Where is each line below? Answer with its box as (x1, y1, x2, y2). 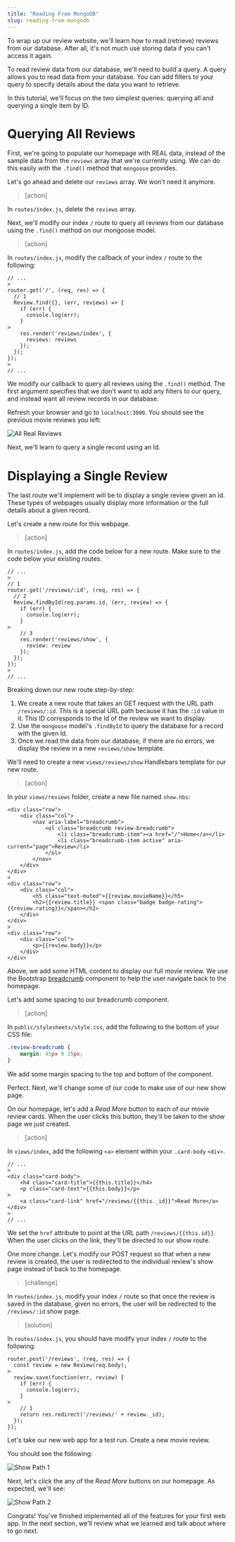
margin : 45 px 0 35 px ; (20, 1050, 83, 1058)
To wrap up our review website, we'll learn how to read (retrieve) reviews (7, 36, 219, 44)
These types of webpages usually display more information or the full (7, 499, 209, 507)
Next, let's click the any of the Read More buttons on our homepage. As (7, 1477, 215, 1485)
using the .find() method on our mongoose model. (7, 226, 157, 235)
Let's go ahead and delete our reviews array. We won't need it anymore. (7, 178, 216, 186)
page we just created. (7, 1119, 70, 1128)
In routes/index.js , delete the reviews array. (7, 205, 136, 214)
